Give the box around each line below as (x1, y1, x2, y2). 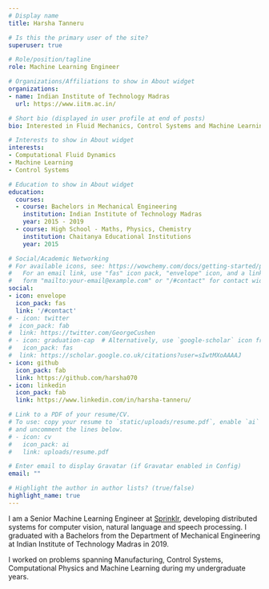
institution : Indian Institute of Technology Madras (22, 210, 203, 219)
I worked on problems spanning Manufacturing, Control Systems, (8, 555, 223, 564)
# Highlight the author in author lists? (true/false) (8, 484, 195, 493)
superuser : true (8, 41, 62, 49)
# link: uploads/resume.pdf (8, 448, 110, 456)
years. (8, 571, 30, 581)
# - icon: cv (8, 433, 52, 441)
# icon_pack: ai (8, 440, 70, 449)
